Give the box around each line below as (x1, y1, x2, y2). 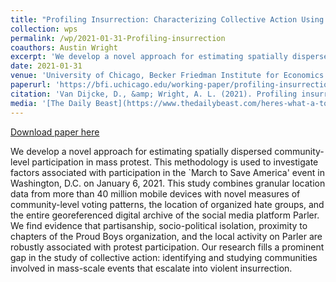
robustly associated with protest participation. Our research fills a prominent (10, 241, 325, 253)
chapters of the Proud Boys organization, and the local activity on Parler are (10, 230, 323, 242)
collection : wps (10, 24, 78, 34)
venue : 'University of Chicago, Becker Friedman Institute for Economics (10, 71, 325, 81)
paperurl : (10, 80, 52, 90)
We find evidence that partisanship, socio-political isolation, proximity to (10, 219, 308, 231)
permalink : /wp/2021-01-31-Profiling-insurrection (10, 33, 226, 43)
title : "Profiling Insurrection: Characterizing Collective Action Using (10, 14, 325, 25)
